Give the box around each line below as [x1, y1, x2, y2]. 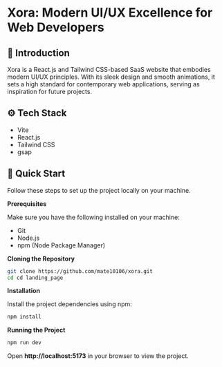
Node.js [17, 234, 40, 242]
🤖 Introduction [7, 47, 71, 59]
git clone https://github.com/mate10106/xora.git [7, 267, 154, 274]
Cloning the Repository [7, 254, 75, 263]
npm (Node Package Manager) [17, 241, 106, 250]
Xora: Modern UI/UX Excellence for [7, 5, 213, 21]
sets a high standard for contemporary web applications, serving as [7, 80, 201, 88]
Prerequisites [7, 199, 47, 208]
